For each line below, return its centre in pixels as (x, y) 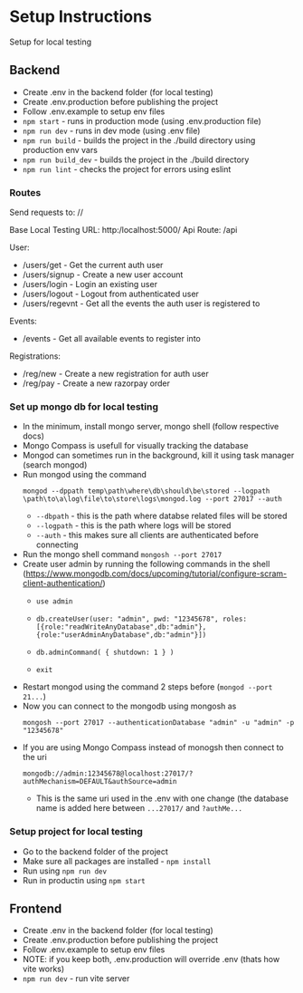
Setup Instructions (80, 17)
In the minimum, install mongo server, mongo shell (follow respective (151, 427)
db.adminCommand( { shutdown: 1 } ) (105, 653)
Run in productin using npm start (84, 880)
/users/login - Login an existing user (90, 284)
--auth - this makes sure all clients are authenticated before (147, 535)
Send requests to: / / (47, 212)
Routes (25, 192)
